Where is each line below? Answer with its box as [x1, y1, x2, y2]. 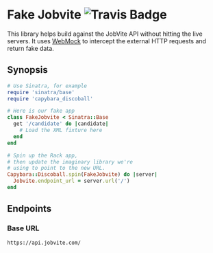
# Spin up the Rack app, [7, 152, 78, 159]
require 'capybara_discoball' [7, 95, 94, 102]
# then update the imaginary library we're [7, 158, 134, 165]
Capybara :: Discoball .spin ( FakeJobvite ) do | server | [7, 171, 158, 178]
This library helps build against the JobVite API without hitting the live [7, 30, 203, 38]
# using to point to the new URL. [7, 165, 106, 172]
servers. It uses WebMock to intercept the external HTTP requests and [7, 36, 207, 45]
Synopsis [7, 64, 48, 76]
